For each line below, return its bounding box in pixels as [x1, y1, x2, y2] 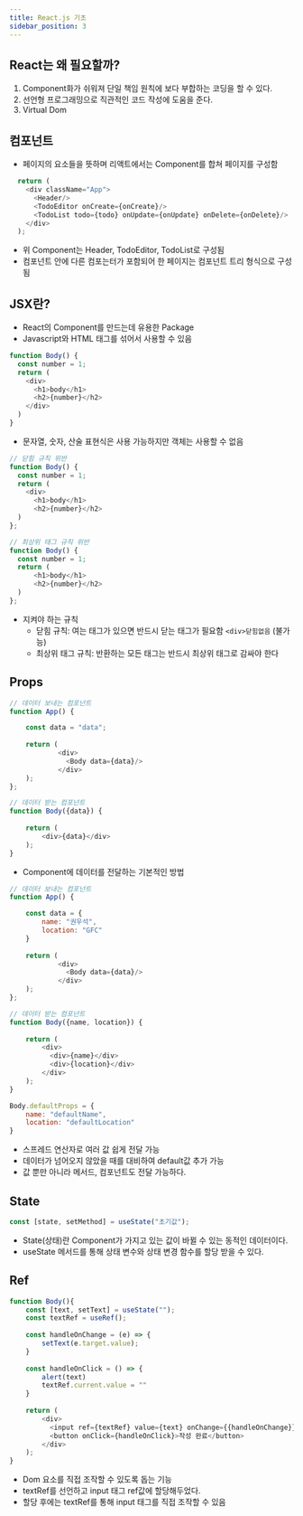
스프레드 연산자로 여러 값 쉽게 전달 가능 [22, 1144, 161, 1155]
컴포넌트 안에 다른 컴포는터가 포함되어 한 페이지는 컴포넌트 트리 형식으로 [22, 256, 276, 267]
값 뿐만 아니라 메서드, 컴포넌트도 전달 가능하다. [22, 1167, 187, 1178]
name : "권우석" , [41, 918, 97, 927]
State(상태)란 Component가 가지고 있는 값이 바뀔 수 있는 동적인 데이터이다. [22, 1235, 289, 1246]
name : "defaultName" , [25, 1109, 106, 1119]
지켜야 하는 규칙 [22, 614, 78, 625]
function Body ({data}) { [9, 806, 103, 816]
